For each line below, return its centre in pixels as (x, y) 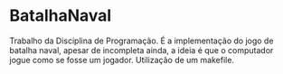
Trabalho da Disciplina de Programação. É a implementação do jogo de (141, 41)
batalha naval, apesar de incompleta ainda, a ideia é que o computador (141, 50)
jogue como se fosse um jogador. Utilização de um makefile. (122, 60)
